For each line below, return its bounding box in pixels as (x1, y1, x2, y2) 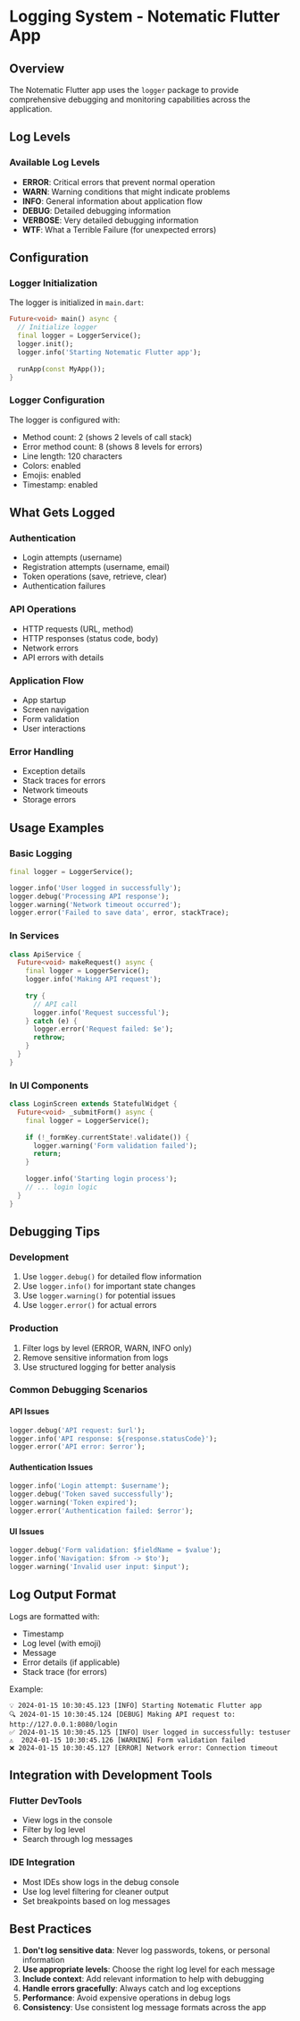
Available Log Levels (9, 157, 101, 169)
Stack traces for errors (21, 776, 106, 786)
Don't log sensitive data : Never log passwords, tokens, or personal (21, 1945, 271, 1956)
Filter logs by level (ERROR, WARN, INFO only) (21, 1342, 192, 1353)
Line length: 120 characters (21, 450, 123, 462)
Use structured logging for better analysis (21, 1362, 176, 1372)
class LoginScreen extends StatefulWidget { (9, 1100, 178, 1108)
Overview (9, 61, 65, 76)
